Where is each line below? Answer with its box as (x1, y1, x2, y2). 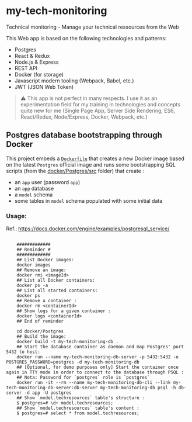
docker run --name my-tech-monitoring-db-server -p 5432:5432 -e (16, 354, 179, 360)
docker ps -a (16, 282, 48, 289)
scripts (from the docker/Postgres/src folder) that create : (6, 167, 145, 174)
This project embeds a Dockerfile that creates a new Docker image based (6, 155, 185, 162)
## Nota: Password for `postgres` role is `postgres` (16, 375, 150, 381)
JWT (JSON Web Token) (14, 83, 74, 90)
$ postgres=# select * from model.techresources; (16, 410, 140, 416)
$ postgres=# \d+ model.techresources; (16, 400, 114, 406)
